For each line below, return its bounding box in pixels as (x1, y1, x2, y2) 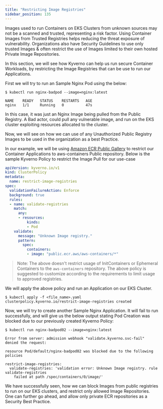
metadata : (5, 174, 25, 180)
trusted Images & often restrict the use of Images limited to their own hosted (5, 46, 158, 52)
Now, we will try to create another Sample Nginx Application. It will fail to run (5, 308, 159, 313)
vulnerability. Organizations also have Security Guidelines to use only (5, 41, 144, 46)
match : (14, 206, 27, 211)
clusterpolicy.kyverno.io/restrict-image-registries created (5, 299, 132, 304)
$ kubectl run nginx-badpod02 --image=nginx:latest (5, 327, 112, 332)
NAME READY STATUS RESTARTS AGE (5, 98, 92, 103)
